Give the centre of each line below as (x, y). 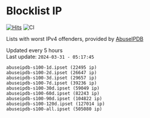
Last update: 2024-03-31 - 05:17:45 (50, 56)
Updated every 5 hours (35, 50)
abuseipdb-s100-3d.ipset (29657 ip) (51, 78)
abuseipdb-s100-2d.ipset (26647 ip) (51, 72)
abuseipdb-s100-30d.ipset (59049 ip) (53, 88)
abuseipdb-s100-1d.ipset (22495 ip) (51, 67)
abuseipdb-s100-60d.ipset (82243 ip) (53, 93)
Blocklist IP (34, 11)
